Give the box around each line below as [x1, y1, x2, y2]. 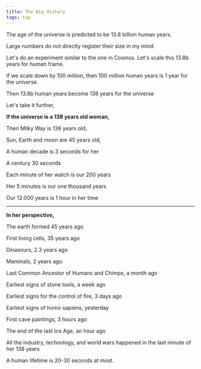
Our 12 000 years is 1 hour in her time [6, 194, 99, 201]
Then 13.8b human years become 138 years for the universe [6, 90, 154, 97]
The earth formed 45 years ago [6, 222, 84, 230]
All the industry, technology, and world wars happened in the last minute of [6, 338, 191, 346]
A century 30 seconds [6, 159, 61, 166]
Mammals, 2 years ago [6, 258, 63, 265]
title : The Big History [6, 8, 66, 15]
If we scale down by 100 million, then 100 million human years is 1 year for [6, 72, 188, 79]
